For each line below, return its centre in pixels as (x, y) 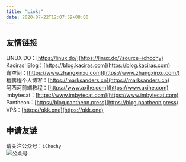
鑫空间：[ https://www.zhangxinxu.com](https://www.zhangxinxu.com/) (93, 73)
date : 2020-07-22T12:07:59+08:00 (47, 17)
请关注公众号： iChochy (34, 146)
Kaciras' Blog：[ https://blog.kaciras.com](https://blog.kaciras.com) (88, 65)
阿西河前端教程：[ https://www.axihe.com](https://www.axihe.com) (87, 88)
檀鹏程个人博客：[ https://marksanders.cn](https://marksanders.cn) (88, 80)
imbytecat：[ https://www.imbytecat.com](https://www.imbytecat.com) (92, 95)
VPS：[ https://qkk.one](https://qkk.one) (55, 110)
